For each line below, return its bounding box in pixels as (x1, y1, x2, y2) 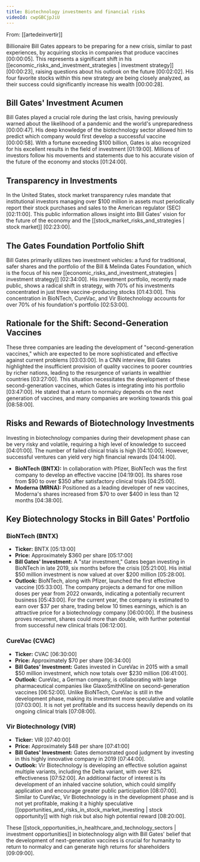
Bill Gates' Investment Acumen (6, 98, 124, 108)
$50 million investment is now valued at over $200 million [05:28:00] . (14, 571, 186, 578)
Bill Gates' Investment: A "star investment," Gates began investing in (14, 558, 185, 566)
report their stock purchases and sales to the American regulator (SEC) (6, 204, 181, 211)
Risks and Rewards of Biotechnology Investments (6, 418, 195, 429)
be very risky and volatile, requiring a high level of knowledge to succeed (6, 441, 186, 448)
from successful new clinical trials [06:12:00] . (14, 622, 127, 629)
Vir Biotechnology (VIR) (6, 723, 76, 731)
